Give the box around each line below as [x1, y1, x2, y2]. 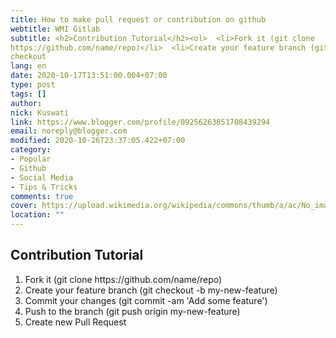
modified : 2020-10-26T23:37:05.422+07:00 [10, 136, 186, 146]
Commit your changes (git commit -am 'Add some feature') [24, 294, 268, 306]
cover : [10, 201, 38, 211]
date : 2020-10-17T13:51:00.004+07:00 [10, 71, 168, 81]
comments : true [10, 191, 74, 201]
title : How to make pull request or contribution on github [10, 14, 267, 25]
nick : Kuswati [10, 107, 70, 118]
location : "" [10, 210, 65, 220]
